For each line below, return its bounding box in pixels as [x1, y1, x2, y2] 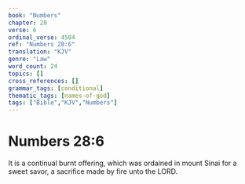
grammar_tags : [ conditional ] [8, 84, 104, 92]
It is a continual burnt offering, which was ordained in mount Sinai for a [8, 158, 237, 168]
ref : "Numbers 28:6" [8, 41, 76, 49]
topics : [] [8, 70, 44, 78]
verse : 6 [8, 26, 37, 34]
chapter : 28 [8, 19, 47, 27]
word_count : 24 [8, 63, 58, 70]
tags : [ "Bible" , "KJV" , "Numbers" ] [8, 99, 118, 106]
